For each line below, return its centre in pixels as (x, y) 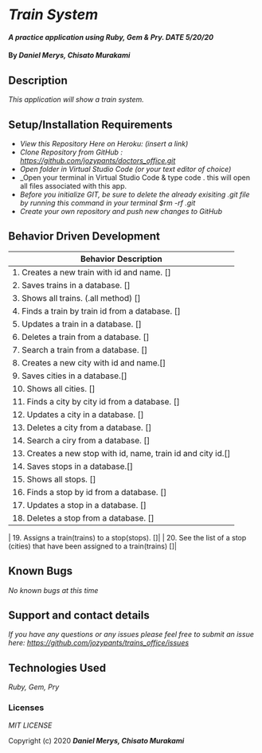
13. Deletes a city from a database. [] (82, 427)
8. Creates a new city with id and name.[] (89, 362)
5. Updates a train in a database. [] (77, 324)
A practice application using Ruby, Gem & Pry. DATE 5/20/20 (111, 37)
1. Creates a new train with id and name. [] (92, 272)
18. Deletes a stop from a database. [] (83, 517)
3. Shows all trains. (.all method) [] (76, 298)
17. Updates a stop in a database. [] (80, 505)
